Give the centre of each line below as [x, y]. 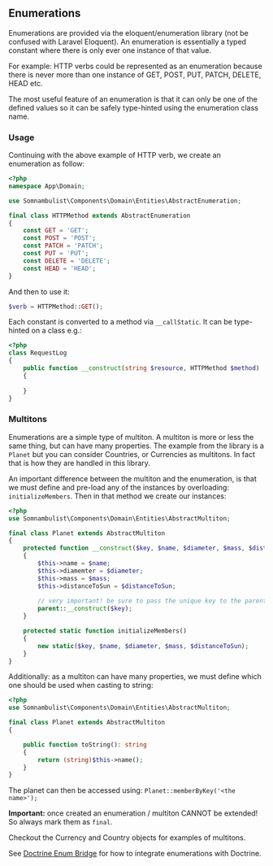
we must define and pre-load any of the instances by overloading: [119, 487]
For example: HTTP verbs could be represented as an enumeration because [135, 66]
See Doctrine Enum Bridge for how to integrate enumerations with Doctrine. [135, 854]
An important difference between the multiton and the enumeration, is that [133, 478]
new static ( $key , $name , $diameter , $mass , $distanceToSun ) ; [143, 646]
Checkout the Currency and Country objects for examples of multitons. [127, 838]
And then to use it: [39, 291]
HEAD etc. [26, 83]
